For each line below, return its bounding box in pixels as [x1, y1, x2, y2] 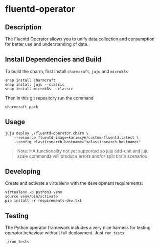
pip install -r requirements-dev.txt [5, 199, 82, 203]
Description [5, 23, 42, 31]
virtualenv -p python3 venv [5, 190, 63, 195]
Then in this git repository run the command [5, 95, 94, 101]
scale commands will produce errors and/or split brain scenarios [17, 153, 148, 159]
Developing [5, 168, 41, 176]
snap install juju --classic [5, 82, 65, 87]
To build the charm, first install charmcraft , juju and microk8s [5, 68, 128, 74]
